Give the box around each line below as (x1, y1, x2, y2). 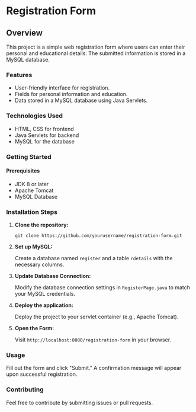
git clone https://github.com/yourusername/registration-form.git (14, 233, 182, 239)
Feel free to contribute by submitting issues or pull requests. (6, 399, 153, 406)
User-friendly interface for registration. (14, 84, 110, 91)
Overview (6, 28, 43, 38)
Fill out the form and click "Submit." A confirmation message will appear (6, 365, 182, 372)
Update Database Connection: (14, 273, 91, 280)
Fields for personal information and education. (14, 91, 128, 98)
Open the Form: (14, 325, 54, 332)
